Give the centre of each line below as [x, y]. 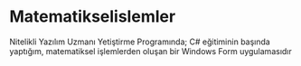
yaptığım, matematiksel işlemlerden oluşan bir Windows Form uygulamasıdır [150, 51]
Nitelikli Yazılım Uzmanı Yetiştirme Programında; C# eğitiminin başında [140, 42]
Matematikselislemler [93, 17]
